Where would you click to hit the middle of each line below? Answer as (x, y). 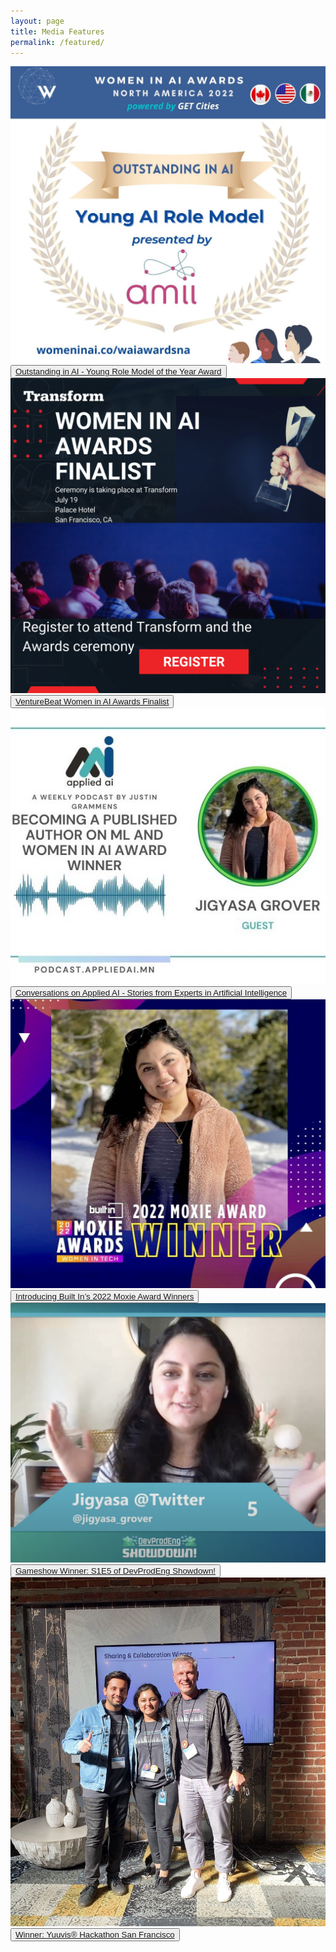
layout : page (37, 21)
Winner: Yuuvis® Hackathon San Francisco (95, 1934)
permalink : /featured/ (57, 42)
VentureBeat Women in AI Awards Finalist (92, 701)
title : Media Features (57, 31)
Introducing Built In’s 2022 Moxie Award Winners (105, 1296)
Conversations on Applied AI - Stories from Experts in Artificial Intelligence (151, 992)
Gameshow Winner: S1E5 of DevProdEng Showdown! (116, 1571)
